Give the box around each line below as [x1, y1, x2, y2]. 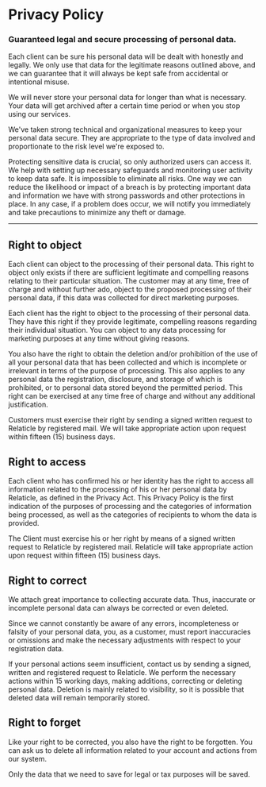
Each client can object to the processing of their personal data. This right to [8, 260, 255, 269]
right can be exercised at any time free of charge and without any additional [8, 392, 256, 401]
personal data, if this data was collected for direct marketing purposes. [8, 293, 240, 303]
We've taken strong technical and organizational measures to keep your [8, 125, 242, 134]
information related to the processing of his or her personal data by [8, 484, 227, 494]
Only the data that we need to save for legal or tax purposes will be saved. [8, 769, 251, 779]
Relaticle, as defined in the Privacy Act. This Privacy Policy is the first [8, 493, 234, 503]
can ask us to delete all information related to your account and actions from [8, 745, 257, 755]
